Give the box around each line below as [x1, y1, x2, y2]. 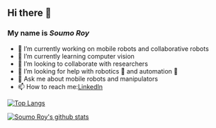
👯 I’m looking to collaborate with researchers [17, 59, 149, 68]
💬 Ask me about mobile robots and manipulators [17, 74, 158, 83]
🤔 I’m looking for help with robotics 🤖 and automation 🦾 [17, 66, 178, 75]
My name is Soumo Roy [7, 28, 90, 38]
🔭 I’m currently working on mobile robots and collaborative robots [17, 44, 209, 53]
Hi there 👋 [7, 7, 52, 19]
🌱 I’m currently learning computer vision [17, 52, 135, 60]
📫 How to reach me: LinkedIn [17, 82, 103, 91]
